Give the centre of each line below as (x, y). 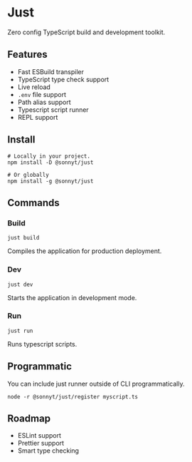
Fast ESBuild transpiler (50, 71)
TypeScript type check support (63, 79)
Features (27, 55)
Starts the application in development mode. (72, 297)
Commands (34, 203)
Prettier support (41, 443)
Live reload (34, 87)
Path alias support (44, 102)
